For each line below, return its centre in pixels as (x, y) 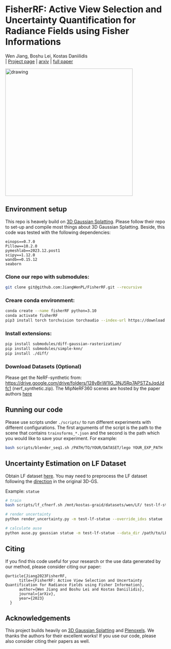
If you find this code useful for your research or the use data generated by (83, 561)
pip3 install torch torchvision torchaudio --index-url (66, 320)
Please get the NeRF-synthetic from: (44, 377)
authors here (19, 394)
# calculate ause (24, 528)
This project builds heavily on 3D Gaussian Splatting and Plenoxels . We (80, 631)
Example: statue (22, 491)
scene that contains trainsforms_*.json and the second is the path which (82, 433)
